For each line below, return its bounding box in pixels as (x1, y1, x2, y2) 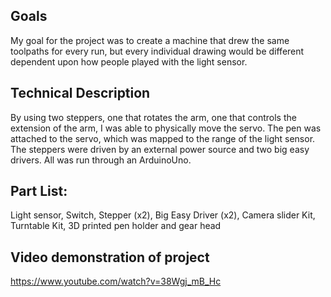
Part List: (10, 183, 68, 200)
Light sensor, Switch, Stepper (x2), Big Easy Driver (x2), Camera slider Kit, (10, 209, 316, 221)
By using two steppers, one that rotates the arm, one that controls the (10, 111, 297, 123)
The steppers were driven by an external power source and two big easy (10, 143, 310, 155)
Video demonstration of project (10, 249, 210, 266)
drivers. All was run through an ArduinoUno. (10, 154, 192, 166)
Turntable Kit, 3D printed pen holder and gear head (10, 220, 222, 232)
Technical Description (10, 85, 151, 102)
